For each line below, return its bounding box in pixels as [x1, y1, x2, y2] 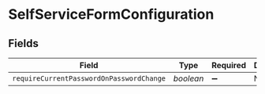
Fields [8, 37, 39, 50]
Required [211, 60, 247, 70]
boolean [173, 73, 204, 84]
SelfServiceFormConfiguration [8, 5, 215, 23]
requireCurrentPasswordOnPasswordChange [12, 74, 166, 83]
